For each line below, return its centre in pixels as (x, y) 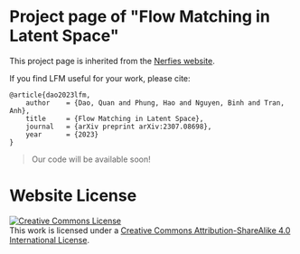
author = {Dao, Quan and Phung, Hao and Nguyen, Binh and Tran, (155, 103)
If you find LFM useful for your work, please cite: (100, 78)
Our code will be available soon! (91, 159)
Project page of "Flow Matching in (140, 17)
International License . (50, 240)
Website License (73, 196)
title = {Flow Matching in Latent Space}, (115, 118)
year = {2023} (62, 134)
